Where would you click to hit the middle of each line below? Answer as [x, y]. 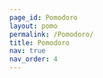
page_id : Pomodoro [43, 17]
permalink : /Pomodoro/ [51, 34]
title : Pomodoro [39, 43]
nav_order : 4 [34, 59]
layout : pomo [34, 26]
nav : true [28, 51]
